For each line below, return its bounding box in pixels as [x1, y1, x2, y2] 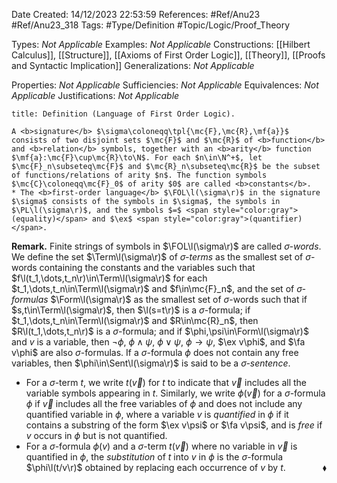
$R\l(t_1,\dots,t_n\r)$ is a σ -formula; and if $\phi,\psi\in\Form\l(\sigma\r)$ [11, 325, 309, 337]
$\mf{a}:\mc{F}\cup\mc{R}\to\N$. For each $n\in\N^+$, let [11, 153, 263, 163]
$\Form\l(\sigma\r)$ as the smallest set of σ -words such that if [50, 294, 308, 305]
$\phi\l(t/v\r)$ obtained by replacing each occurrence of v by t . [25, 462, 286, 473]
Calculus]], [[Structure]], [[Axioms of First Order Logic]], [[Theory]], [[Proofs [11, 49, 326, 61]
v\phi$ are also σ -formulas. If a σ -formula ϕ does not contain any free [11, 347, 299, 358]
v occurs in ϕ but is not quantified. [25, 430, 168, 441]
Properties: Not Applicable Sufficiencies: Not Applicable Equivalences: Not [11, 79, 319, 91]
